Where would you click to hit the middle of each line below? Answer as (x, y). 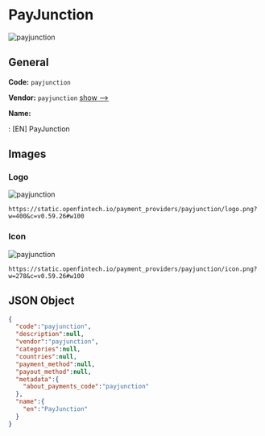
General (29, 62)
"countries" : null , (47, 356)
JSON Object (41, 301)
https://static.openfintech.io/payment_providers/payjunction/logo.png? (133, 210)
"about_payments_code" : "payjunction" (86, 387)
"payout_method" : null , (54, 372)
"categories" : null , (48, 349)
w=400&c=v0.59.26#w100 (46, 216)
